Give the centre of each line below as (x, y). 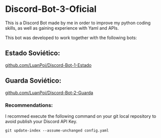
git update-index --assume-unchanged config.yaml (57, 130)
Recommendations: (29, 105)
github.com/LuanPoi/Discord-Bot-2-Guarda (49, 92)
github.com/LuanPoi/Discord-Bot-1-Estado (48, 65)
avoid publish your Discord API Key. (41, 121)
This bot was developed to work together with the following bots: (71, 38)
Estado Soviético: (33, 53)
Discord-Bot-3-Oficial (51, 9)
